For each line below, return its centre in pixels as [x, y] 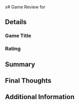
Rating [13, 49]
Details [16, 22]
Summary [20, 64]
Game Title [18, 36]
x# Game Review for [25, 7]
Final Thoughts [28, 81]
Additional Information [40, 97]
